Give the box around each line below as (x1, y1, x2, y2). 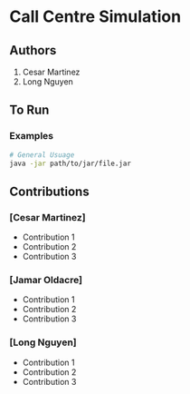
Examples (9, 130, 54, 143)
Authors (9, 43, 57, 58)
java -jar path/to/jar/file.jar (9, 159, 131, 168)
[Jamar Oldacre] (9, 274, 83, 287)
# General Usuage (9, 150, 75, 160)
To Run (9, 103, 50, 118)
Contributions (9, 183, 90, 199)
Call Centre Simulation (9, 6, 182, 27)
